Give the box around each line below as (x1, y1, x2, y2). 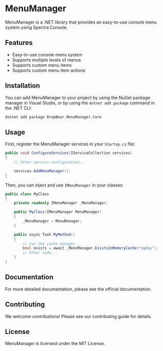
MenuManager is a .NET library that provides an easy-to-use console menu (5, 19, 157, 25)
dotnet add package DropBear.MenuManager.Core (5, 114, 102, 119)
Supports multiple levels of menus (12, 57, 81, 63)
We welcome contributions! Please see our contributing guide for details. (5, 313, 152, 319)
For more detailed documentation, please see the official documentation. (5, 286, 152, 292)
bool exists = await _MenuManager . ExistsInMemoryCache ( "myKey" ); (23, 246, 159, 251)
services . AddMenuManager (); (14, 168, 71, 173)
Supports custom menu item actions (12, 67, 86, 73)
